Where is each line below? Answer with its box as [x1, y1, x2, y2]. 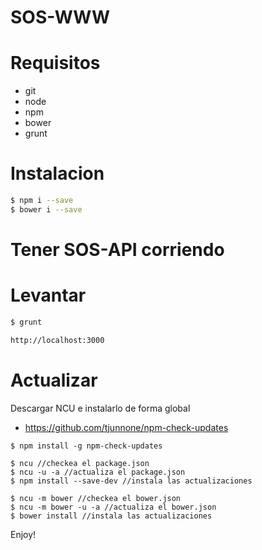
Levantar [10, 284, 87, 307]
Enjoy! [10, 528, 37, 540]
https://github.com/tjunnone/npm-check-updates [24, 421, 229, 433]
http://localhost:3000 [10, 335, 105, 345]
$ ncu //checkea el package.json [10, 458, 150, 468]
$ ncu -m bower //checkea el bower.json [10, 493, 182, 503]
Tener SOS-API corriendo [10, 239, 225, 261]
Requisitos [10, 52, 101, 75]
